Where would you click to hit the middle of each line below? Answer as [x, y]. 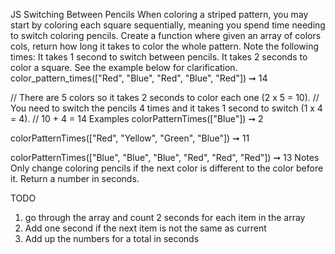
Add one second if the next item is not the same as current [145, 228]
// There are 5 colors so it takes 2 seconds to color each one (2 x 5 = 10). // [165, 97]
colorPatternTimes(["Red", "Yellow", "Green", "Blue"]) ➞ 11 [130, 138]
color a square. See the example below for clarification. [124, 67]
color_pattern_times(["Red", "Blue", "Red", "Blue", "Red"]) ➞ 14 [139, 78]
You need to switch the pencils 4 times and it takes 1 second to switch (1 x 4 [166, 108]
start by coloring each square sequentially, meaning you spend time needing [168, 25]
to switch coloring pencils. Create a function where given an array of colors [166, 35]
